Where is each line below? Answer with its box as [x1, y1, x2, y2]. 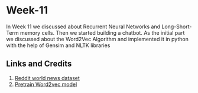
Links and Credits [6, 59, 72, 69]
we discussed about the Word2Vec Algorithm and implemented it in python [6, 35, 189, 42]
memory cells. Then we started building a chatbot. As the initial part [20, 29, 185, 36]
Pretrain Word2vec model [14, 81, 77, 88]
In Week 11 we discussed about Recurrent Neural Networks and [6, 23, 161, 30]
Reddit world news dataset [14, 74, 80, 81]
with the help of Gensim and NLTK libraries [6, 42, 111, 49]
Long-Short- [161, 23, 192, 30]
